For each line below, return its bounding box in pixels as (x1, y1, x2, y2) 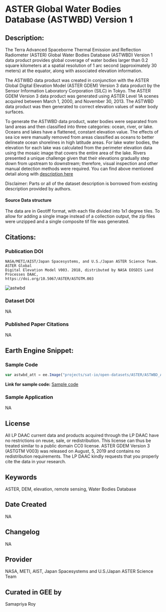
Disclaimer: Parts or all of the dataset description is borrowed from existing (5, 180, 158, 186)
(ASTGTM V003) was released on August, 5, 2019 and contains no (5, 448, 140, 454)
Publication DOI (5, 248, 43, 255)
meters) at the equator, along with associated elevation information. (5, 68, 143, 74)
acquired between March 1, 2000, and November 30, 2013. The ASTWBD (5, 98, 154, 104)
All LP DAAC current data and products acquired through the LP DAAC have (5, 433, 159, 438)
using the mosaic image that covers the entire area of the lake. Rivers (5, 150, 146, 156)
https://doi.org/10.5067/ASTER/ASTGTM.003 (5, 276, 94, 281)
